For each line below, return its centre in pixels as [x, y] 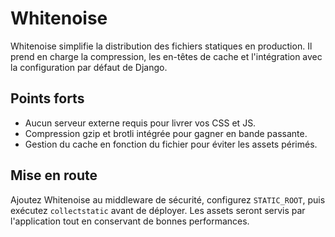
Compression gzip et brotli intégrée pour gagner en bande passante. [166, 133]
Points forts [47, 98]
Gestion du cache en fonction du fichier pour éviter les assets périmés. [171, 144]
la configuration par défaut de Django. [89, 67]
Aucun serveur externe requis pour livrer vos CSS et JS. [140, 123]
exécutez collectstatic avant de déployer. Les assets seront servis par [158, 210]
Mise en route [54, 175]
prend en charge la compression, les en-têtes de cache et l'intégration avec [166, 56]
